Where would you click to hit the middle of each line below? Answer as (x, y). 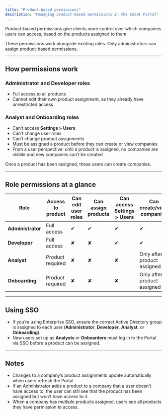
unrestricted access (33, 104)
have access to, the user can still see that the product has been (77, 391)
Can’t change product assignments (48, 139)
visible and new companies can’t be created (57, 155)
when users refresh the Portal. (43, 380)
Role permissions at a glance (50, 184)
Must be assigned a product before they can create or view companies (85, 144)
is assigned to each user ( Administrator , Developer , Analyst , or (78, 327)
